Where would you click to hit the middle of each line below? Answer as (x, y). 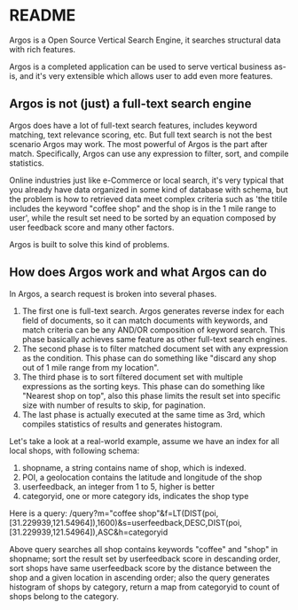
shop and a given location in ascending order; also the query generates (140, 577)
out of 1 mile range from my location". (90, 367)
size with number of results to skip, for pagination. (114, 405)
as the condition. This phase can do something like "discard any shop (149, 358)
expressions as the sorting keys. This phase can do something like (143, 386)
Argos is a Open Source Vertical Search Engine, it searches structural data (145, 40)
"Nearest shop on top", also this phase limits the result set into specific (151, 395)
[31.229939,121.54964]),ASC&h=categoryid (89, 532)
